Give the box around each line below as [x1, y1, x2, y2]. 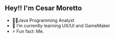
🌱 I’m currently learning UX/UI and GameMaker [12, 22, 110, 28]
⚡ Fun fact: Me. [12, 28, 44, 34]
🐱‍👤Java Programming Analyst [12, 17, 74, 23]
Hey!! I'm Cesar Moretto [5, 4, 82, 12]
